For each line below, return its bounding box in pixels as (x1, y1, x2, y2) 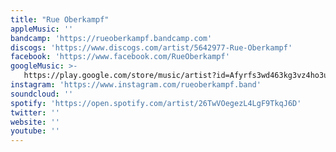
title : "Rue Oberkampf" (10, 14, 110, 25)
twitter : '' (10, 107, 60, 118)
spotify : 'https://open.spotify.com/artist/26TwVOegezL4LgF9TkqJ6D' (10, 98, 302, 108)
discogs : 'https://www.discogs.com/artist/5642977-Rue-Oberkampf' (10, 42, 293, 53)
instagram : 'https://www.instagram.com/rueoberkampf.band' (10, 80, 262, 90)
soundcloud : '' (10, 89, 74, 99)
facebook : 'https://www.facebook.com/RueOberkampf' (10, 52, 230, 62)
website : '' (10, 117, 60, 127)
